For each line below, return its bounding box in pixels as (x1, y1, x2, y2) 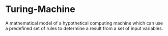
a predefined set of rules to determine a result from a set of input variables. (5, 25, 163, 31)
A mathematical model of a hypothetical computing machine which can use (5, 20, 163, 26)
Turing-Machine (5, 3, 75, 15)
